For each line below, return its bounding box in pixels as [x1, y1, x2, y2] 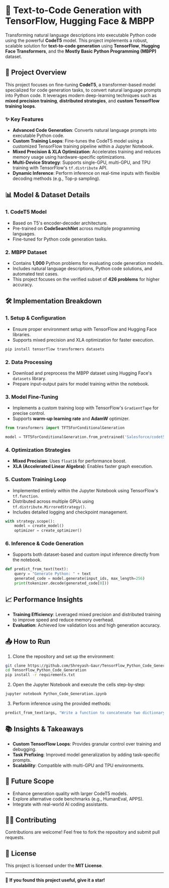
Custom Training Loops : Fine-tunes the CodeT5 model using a [12, 138, 143, 144]
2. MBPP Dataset [5, 249, 47, 256]
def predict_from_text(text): [5, 567, 69, 572]
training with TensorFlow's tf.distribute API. [12, 165, 108, 171]
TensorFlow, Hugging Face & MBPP [5, 15, 155, 27]
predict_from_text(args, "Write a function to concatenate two [5, 710, 141, 716]
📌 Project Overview [5, 68, 67, 77]
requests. [5, 834, 25, 840]
